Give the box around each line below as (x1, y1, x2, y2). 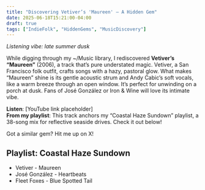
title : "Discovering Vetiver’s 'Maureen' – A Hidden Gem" (6, 9, 157, 15)
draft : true (6, 20, 37, 26)
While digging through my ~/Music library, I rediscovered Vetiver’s (6, 54, 174, 62)
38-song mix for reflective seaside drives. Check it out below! (6, 119, 162, 126)
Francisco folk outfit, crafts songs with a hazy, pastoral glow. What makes (6, 68, 192, 75)
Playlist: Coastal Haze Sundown (6, 148, 130, 158)
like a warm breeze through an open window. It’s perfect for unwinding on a (6, 81, 197, 88)
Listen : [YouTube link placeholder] (6, 105, 93, 113)
